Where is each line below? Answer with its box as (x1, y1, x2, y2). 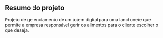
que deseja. (5, 27, 29, 33)
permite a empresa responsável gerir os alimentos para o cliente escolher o (5, 22, 159, 28)
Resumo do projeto (5, 4, 65, 12)
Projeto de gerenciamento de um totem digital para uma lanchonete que (5, 17, 151, 22)
